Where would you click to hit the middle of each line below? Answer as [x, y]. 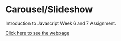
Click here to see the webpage [37, 33]
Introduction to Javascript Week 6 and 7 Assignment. [61, 23]
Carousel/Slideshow [49, 9]
